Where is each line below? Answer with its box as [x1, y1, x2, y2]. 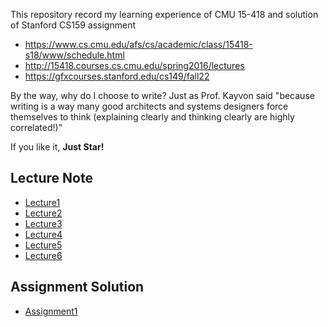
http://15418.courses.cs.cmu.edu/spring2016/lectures [24, 60, 245, 71]
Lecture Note [10, 170, 93, 187]
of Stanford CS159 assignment [10, 19, 136, 31]
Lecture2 [24, 207, 63, 219]
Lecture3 [24, 217, 63, 229]
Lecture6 [24, 249, 63, 261]
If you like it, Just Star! [10, 141, 105, 153]
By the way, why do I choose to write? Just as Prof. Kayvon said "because [10, 90, 315, 101]
